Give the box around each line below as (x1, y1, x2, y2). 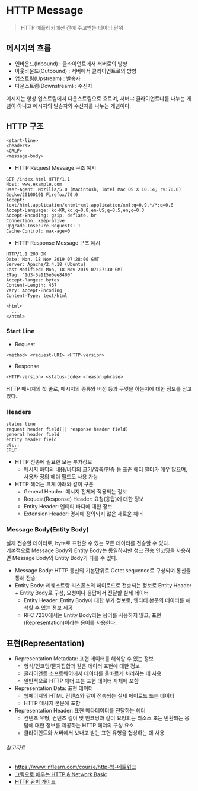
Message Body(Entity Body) (6, 526, 89, 534)
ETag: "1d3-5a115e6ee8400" (6, 271, 73, 278)
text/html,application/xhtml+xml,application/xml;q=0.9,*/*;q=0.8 (6, 202, 174, 208)
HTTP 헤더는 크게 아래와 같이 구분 (14, 480, 94, 488)
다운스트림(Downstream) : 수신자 (14, 82, 93, 89)
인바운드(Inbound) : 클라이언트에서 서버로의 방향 (14, 60, 127, 67)
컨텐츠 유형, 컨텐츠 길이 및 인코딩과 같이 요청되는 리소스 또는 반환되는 (23, 714, 184, 722)
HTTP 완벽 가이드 (14, 779, 56, 786)
